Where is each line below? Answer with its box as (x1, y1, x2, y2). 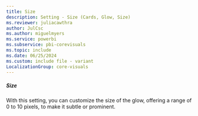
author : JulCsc (6, 25, 44, 31)
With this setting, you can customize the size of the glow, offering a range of (6, 97, 192, 104)
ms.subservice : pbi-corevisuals (6, 42, 86, 48)
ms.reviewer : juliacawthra (6, 20, 73, 25)
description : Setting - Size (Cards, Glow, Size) (6, 14, 131, 20)
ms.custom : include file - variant (6, 58, 94, 64)
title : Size (6, 8, 35, 15)
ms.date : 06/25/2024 (6, 53, 57, 59)
